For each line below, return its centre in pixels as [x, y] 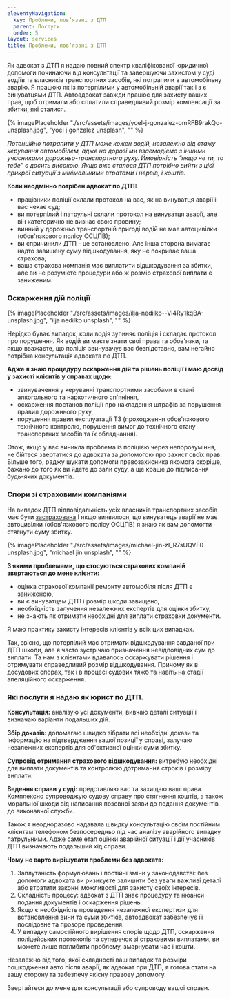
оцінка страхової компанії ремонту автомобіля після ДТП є [105, 586]
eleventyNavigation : [37, 13]
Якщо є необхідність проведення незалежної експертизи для [108, 909]
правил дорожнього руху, [55, 412]
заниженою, [35, 594]
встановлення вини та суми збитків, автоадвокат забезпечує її [110, 917]
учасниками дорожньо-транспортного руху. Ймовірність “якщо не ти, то [115, 158]
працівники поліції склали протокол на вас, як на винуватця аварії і [117, 200]
